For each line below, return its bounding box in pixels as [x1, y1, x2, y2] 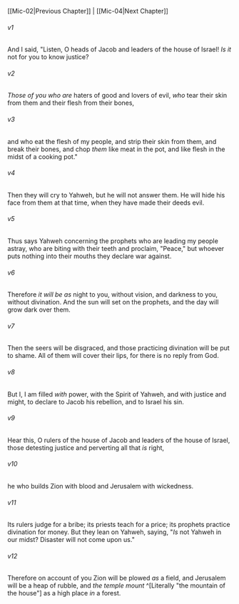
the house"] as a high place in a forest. [7, 589, 121, 598]
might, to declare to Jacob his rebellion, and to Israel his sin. [7, 397, 184, 406]
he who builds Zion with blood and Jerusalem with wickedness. [7, 482, 194, 491]
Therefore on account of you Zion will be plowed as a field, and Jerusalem [7, 574, 226, 583]
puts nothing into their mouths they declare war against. [7, 252, 172, 260]
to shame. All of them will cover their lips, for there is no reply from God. [7, 352, 219, 360]
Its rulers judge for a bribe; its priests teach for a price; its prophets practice [7, 521, 230, 529]
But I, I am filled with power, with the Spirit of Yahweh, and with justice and [7, 389, 227, 399]
